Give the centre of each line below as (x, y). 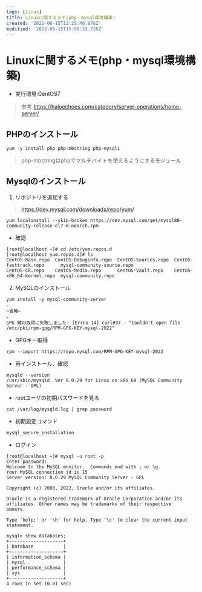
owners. (16, 509)
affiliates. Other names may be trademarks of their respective (89, 504)
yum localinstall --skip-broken (47, 220)
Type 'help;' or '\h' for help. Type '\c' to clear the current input (97, 520)
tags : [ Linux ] (24, 12)
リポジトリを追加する (41, 197)
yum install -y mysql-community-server (57, 299)
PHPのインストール (42, 134)
